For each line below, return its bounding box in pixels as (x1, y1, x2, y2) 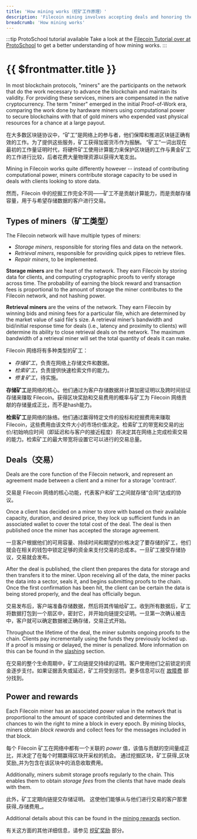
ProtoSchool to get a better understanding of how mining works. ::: (6, 42, 167, 49)
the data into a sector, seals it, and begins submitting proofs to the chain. (6, 578, 182, 585)
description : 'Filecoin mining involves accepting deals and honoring (6, 14, 182, 20)
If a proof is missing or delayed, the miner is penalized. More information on (6, 641, 189, 648)
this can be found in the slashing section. (6, 647, 106, 655)
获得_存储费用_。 (6, 803, 47, 810)
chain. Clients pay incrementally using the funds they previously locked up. (6, 635, 188, 642)
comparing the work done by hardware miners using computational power (6, 107, 185, 114)
